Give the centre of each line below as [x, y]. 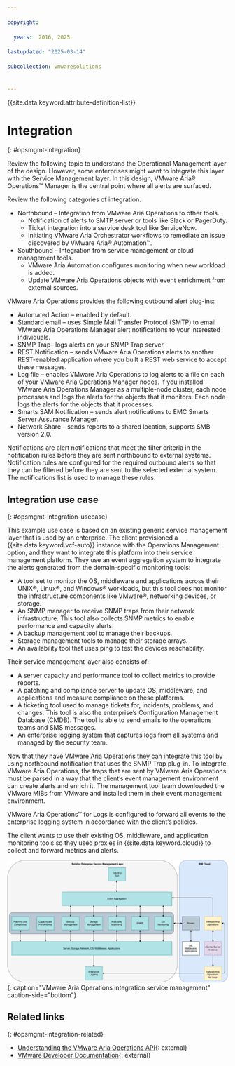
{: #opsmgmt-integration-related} [55, 1034]
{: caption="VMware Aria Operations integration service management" [109, 987]
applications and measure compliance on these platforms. [101, 698]
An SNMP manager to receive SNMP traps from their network [106, 611]
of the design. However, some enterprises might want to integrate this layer [116, 171]
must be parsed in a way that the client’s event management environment [113, 778]
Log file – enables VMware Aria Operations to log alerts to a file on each [121, 375]
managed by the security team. [62, 742]
